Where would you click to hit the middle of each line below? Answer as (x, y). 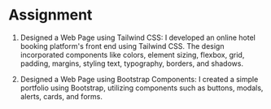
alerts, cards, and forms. (61, 96)
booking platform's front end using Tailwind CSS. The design (122, 46)
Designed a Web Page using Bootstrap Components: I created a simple (139, 79)
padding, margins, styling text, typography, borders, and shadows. (132, 63)
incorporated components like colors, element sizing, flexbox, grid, (132, 54)
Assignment (50, 15)
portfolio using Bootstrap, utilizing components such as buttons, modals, (142, 88)
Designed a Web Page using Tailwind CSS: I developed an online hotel (138, 37)
